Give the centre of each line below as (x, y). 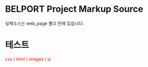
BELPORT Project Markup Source (74, 9)
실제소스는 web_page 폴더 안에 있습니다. (45, 23)
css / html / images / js (28, 59)
